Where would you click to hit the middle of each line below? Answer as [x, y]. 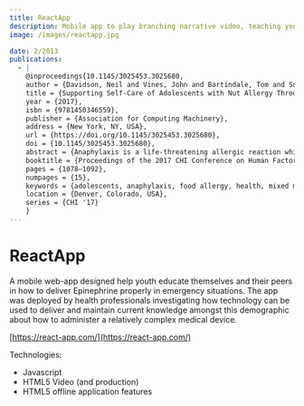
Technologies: [36, 354]
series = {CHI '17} [62, 203]
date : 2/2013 [34, 51]
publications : [36, 60]
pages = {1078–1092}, [66, 169]
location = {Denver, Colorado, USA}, [97, 194]
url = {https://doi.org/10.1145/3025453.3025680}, [123, 135]
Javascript [42, 372]
